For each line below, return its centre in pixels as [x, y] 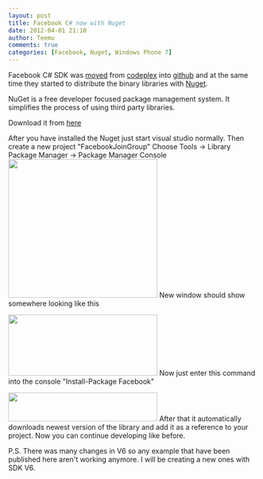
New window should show [202, 295]
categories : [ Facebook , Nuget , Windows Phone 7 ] [90, 52]
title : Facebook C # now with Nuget [67, 23]
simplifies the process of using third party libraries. [92, 107]
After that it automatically [200, 419]
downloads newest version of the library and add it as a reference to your [128, 427]
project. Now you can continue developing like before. [97, 435]
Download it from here [45, 123]
